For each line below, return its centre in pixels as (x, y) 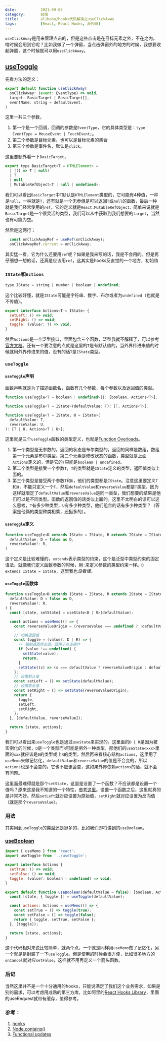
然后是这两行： (20, 230)
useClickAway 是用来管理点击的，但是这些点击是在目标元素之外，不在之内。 (81, 38)
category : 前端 (27, 14)
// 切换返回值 (27, 635)
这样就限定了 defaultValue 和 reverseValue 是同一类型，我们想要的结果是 (84, 493)
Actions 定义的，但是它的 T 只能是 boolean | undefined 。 (68, 462)
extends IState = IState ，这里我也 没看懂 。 (50, 571)
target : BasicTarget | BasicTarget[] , (50, 98)
